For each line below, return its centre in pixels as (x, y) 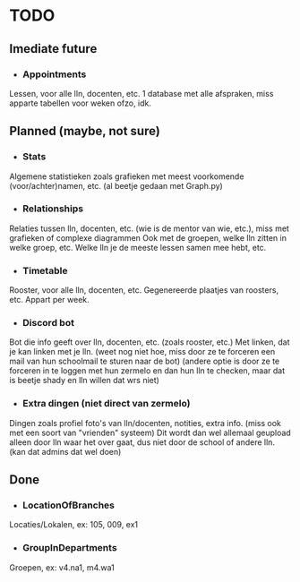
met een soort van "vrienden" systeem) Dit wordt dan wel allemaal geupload (150, 432)
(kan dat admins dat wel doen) (65, 451)
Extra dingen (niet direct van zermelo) (106, 404)
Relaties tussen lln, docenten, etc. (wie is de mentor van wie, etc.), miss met (149, 228)
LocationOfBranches (68, 505)
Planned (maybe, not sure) (85, 131)
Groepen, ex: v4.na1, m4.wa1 (62, 567)
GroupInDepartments (70, 548)
